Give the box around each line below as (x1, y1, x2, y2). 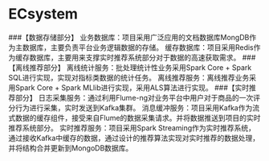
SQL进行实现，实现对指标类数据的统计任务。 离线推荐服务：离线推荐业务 (8, 72, 250, 82)
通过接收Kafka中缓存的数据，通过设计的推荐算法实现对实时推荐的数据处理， (8, 133, 259, 142)
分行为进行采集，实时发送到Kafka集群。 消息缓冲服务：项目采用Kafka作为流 (8, 102, 259, 113)
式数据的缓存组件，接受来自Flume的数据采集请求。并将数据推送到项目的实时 (8, 113, 261, 122)
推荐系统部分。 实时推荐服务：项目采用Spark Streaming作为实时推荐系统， (8, 122, 255, 133)
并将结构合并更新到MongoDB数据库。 (8, 142, 133, 153)
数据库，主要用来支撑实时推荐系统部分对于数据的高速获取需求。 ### (29, 52, 256, 62)
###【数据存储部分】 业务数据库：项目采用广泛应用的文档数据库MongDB (8, 32, 250, 42)
